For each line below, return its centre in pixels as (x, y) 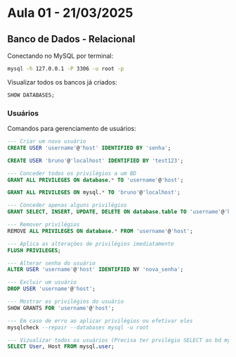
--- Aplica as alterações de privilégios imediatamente (91, 244)
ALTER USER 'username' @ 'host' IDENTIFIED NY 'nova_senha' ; (96, 270)
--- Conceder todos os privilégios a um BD (72, 173)
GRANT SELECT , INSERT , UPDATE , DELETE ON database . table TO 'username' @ (116, 212)
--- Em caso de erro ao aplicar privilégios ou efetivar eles (100, 321)
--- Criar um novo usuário (47, 142)
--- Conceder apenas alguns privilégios (67, 206)
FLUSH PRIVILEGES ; (34, 250)
